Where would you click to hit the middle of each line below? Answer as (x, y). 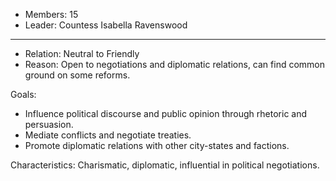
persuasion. (49, 124)
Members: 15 (51, 14)
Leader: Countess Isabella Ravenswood (106, 25)
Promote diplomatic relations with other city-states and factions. (157, 145)
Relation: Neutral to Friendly (82, 53)
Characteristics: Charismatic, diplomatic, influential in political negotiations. (165, 165)
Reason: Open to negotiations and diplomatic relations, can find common (175, 64)
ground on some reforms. (77, 75)
